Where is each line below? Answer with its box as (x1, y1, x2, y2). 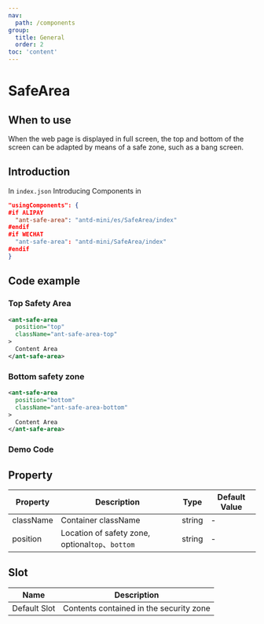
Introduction (8, 165, 71, 179)
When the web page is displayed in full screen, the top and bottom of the (8, 135, 244, 143)
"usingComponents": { (8, 201, 79, 209)
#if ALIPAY (8, 209, 44, 216)
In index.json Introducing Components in (8, 186, 141, 195)
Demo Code (8, 444, 54, 455)
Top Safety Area (8, 298, 71, 309)
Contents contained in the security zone (62, 603, 211, 614)
